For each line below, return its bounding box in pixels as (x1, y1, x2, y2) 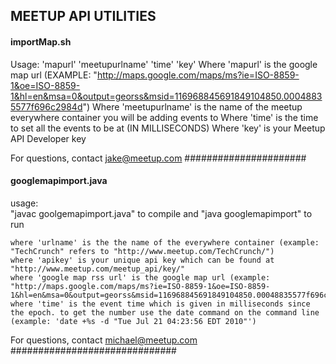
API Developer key (10, 132, 87, 144)
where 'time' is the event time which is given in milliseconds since (10, 299, 311, 309)
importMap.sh (10, 35, 72, 48)
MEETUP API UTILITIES (10, 8, 157, 25)
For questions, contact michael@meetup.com (10, 334, 198, 346)
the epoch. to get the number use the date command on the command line (10, 307, 320, 318)
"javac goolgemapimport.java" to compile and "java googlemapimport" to (10, 207, 313, 219)
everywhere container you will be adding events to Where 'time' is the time (10, 111, 319, 123)
